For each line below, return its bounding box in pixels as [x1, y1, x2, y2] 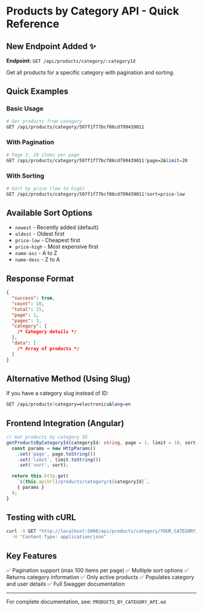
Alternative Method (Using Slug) [6, 373, 131, 384]
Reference [6, 17, 59, 31]
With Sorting [6, 172, 45, 180]
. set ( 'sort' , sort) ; [17, 462, 69, 468]
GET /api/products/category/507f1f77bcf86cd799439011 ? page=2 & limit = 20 [6, 157, 188, 164]
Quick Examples [6, 86, 69, 97]
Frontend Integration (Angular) [6, 418, 124, 428]
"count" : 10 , [11, 300, 45, 306]
